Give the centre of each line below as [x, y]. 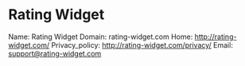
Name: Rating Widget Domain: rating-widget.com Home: [101, 37]
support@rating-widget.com [55, 53]
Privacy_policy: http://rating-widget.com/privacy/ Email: [142, 45]
